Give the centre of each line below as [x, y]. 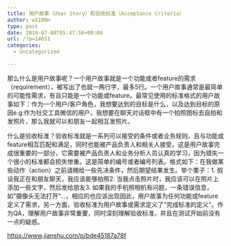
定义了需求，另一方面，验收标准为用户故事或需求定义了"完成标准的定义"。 [112, 204]
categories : [24, 45]
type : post [23, 26]
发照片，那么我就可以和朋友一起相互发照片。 [70, 121]
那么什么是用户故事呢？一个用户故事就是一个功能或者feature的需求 [101, 78]
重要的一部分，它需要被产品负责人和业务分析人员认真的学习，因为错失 [118, 153]
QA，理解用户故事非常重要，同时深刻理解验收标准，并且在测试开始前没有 [117, 213]
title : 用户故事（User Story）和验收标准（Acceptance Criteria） [96, 13]
